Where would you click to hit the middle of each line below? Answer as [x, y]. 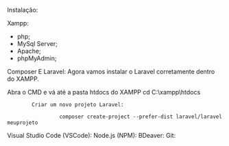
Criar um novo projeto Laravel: [78, 105]
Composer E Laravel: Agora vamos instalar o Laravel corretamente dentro [111, 72]
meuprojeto [23, 123]
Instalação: [23, 10]
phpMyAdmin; [37, 58]
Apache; [29, 51]
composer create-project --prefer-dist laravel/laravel [141, 117]
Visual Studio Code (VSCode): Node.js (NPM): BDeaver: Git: [92, 135]
